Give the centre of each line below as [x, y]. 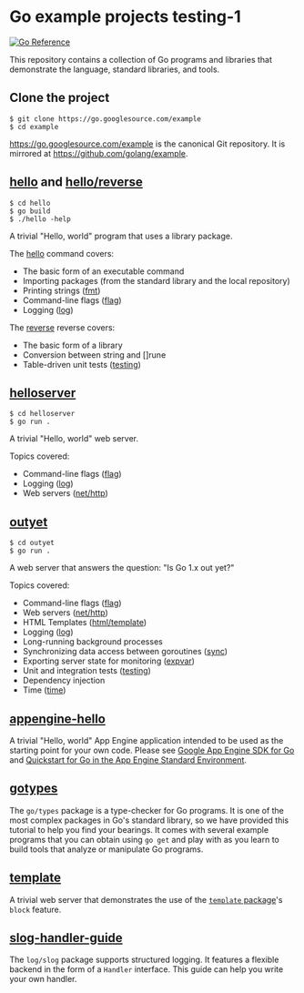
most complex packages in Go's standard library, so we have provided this [149, 820]
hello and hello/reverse [76, 182]
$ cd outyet [32, 543]
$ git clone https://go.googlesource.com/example [106, 119]
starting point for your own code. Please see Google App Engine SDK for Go [152, 750]
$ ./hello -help [40, 219]
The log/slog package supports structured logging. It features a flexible [144, 960]
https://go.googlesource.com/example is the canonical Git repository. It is [147, 144]
